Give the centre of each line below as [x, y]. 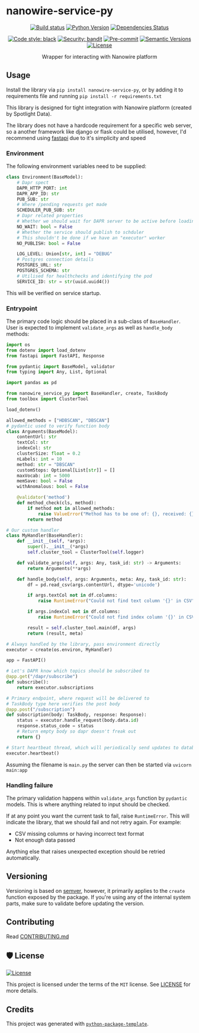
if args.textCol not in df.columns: [73, 595]
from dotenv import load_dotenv [46, 350]
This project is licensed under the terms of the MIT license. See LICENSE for [98, 984]
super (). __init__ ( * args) [58, 547]
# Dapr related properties [50, 216]
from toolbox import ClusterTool [47, 399]
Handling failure [30, 785]
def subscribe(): [28, 682]
